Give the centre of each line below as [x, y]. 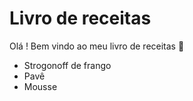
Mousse [40, 86]
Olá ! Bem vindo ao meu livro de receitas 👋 [97, 46]
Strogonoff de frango [67, 65]
